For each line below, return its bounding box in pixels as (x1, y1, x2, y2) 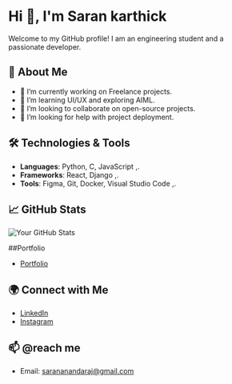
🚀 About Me (8, 66, 68, 79)
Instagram (19, 317, 54, 326)
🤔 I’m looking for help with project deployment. (19, 112, 174, 122)
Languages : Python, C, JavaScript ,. (19, 162, 140, 171)
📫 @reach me (8, 341, 81, 354)
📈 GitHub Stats (8, 202, 86, 216)
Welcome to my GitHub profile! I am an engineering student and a (8, 34, 224, 43)
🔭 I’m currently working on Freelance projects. (19, 86, 173, 96)
